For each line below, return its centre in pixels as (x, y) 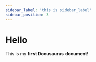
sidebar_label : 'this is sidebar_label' (49, 10)
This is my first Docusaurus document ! (47, 54)
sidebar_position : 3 (27, 15)
